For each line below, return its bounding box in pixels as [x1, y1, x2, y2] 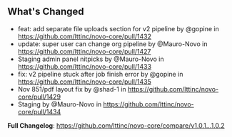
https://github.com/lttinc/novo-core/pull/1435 [17, 77, 152, 86]
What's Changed [7, 6, 84, 18]
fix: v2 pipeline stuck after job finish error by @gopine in [17, 70, 183, 78]
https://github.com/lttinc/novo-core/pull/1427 [17, 47, 151, 55]
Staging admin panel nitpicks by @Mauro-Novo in [17, 55, 164, 63]
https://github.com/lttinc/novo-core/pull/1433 [17, 62, 152, 70]
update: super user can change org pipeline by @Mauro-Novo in [17, 39, 208, 48]
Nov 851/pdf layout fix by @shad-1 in [17, 84, 126, 93]
